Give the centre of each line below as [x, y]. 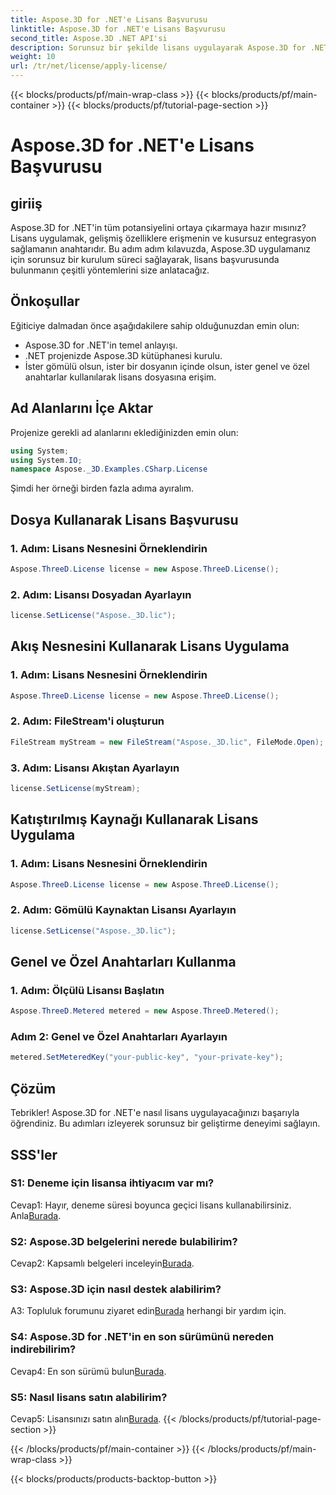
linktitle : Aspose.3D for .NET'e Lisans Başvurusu [118, 29]
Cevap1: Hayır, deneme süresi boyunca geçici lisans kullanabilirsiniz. [151, 1205]
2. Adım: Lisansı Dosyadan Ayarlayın [101, 594]
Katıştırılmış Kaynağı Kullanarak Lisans [134, 819]
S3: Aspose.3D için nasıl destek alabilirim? [116, 1289]
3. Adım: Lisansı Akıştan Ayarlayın [95, 768]
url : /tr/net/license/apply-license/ [89, 66]
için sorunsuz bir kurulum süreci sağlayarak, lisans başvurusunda [145, 259]
